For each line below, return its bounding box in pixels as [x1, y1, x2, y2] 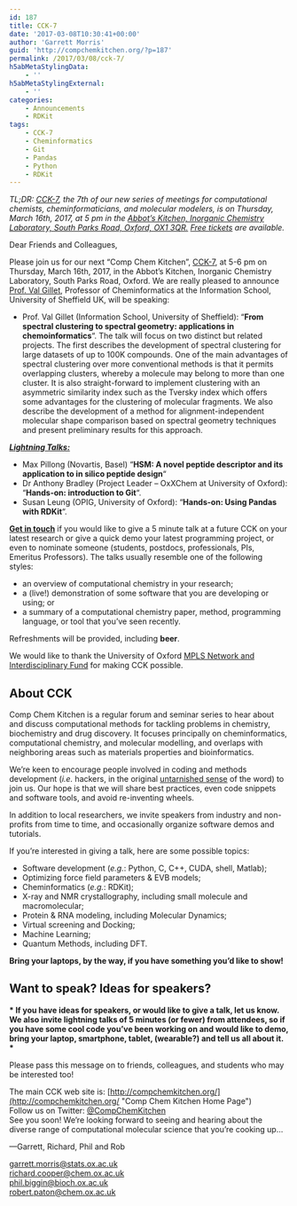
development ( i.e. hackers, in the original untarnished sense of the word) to [9, 774, 285, 784]
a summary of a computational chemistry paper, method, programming [21, 607, 281, 618]
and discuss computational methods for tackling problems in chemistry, [9, 719, 270, 729]
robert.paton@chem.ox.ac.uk [9, 1186, 116, 1197]
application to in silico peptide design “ [21, 469, 167, 479]
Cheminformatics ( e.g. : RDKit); [21, 882, 135, 893]
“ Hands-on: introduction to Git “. [21, 487, 142, 498]
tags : [9, 121, 29, 130]
